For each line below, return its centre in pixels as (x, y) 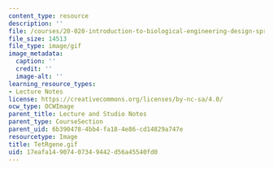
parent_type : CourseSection (56, 122)
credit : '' (34, 69)
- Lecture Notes (36, 91)
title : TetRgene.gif (43, 144)
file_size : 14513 (38, 39)
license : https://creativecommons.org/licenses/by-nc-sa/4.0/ (116, 99)
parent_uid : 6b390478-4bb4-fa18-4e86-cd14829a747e (96, 129)
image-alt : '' (39, 76)
